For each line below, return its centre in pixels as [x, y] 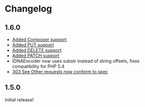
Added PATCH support [36, 56]
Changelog [28, 9]
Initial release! [19, 99]
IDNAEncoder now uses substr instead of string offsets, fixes [76, 61]
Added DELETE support [37, 50]
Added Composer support [39, 39]
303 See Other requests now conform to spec [60, 72]
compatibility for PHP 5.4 [38, 66]
